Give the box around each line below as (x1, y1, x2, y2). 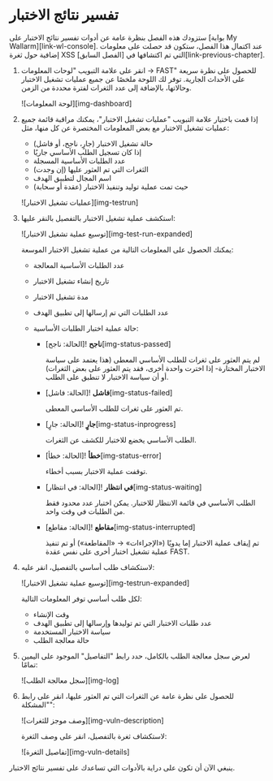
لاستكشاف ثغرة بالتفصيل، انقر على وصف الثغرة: (20, 731, 167, 740)
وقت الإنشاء (32, 609, 70, 619)
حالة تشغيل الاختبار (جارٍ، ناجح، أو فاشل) (32, 138, 154, 148)
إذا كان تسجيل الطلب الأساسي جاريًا (32, 147, 141, 157)
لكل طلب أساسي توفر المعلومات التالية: (20, 593, 142, 603)
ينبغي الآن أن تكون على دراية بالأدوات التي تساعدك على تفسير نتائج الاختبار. (9, 762, 236, 772)
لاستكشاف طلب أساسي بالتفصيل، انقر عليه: (20, 562, 155, 572)
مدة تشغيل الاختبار (32, 291, 89, 301)
